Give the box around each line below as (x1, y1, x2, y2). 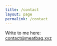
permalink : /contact (5, 16, 48, 21)
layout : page (5, 12, 32, 17)
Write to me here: (5, 30, 41, 36)
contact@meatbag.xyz (5, 35, 52, 41)
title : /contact (5, 7, 39, 12)
